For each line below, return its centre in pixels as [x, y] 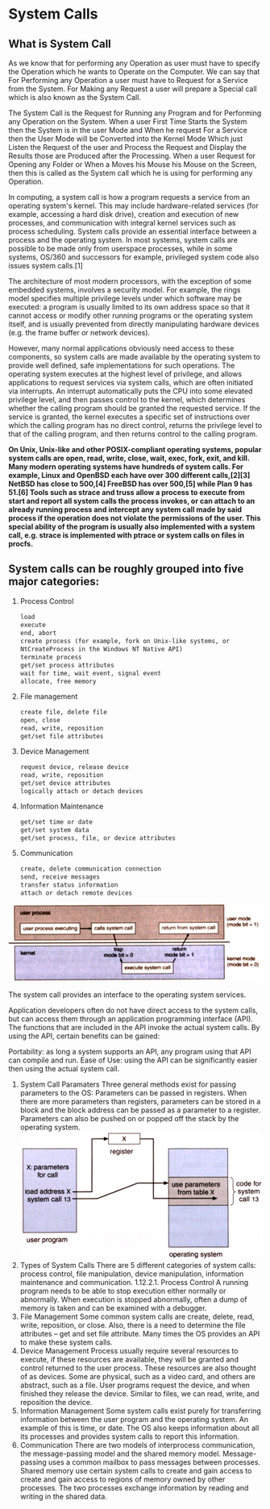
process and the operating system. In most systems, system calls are [123, 240]
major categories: [54, 582]
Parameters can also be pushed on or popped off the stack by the [129, 1118]
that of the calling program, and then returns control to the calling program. [133, 434]
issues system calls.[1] [46, 266]
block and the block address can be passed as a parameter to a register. [140, 1110]
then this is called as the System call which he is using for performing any [131, 173]
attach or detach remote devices [76, 893]
